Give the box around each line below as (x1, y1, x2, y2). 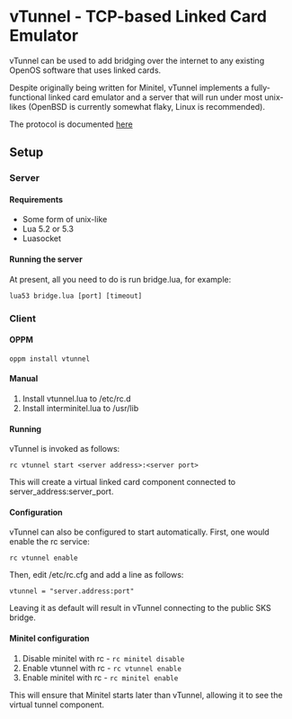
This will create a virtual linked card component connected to (9, 477, 236, 488)
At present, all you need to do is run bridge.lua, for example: (9, 274, 232, 284)
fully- (251, 82, 271, 93)
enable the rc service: (9, 536, 90, 547)
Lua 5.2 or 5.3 (22, 223, 75, 235)
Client (9, 312, 36, 325)
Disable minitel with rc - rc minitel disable (22, 652, 185, 663)
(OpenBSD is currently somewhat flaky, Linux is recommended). (28, 101, 266, 112)
